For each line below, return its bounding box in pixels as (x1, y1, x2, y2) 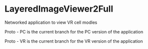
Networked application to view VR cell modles (4, 19, 98, 25)
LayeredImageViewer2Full (4, 3, 114, 15)
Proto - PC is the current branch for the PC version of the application (4, 29, 143, 34)
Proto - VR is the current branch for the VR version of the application (4, 38, 143, 44)
